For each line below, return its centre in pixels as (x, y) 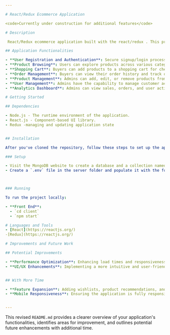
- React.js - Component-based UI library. (51, 120)
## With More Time (25, 280)
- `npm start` (25, 216)
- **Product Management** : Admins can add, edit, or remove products (80, 79)
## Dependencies (22, 107)
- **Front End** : (24, 207)
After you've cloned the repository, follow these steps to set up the (82, 148)
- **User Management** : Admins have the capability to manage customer (82, 83)
